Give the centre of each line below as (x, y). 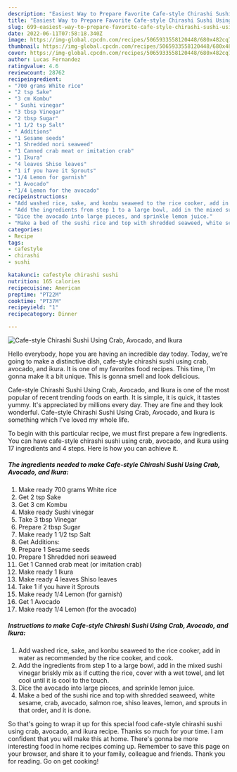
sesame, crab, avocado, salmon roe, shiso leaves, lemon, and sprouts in (122, 702)
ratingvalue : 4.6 (33, 66)
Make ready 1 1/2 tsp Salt (54, 534)
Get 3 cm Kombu (43, 504)
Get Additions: (39, 541)
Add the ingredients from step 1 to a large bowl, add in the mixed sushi (120, 665)
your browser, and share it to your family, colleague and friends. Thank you (117, 754)
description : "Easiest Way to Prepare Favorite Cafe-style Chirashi (110, 14)
